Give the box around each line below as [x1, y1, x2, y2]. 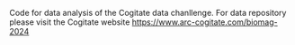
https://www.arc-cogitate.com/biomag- [131, 17, 279, 27]
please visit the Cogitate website [9, 17, 130, 27]
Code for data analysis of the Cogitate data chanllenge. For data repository [9, 8, 287, 18]
